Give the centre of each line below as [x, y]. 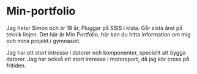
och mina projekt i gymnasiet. [43, 41]
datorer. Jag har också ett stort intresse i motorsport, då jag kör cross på [98, 59]
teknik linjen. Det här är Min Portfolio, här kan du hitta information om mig [98, 34]
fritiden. [16, 66]
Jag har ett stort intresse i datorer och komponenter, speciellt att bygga [96, 52]
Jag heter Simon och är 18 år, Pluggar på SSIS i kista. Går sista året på [95, 28]
